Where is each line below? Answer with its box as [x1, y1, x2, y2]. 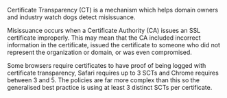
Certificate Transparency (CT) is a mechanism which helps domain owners [7, 6, 218, 14]
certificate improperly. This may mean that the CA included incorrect [7, 34, 201, 42]
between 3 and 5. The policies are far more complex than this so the [7, 76, 200, 84]
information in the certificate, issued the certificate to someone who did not [7, 41, 221, 49]
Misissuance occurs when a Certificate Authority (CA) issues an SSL [7, 27, 201, 34]
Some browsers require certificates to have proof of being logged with [7, 62, 206, 69]
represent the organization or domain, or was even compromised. [7, 48, 192, 56]
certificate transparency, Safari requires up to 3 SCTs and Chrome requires [7, 69, 219, 77]
